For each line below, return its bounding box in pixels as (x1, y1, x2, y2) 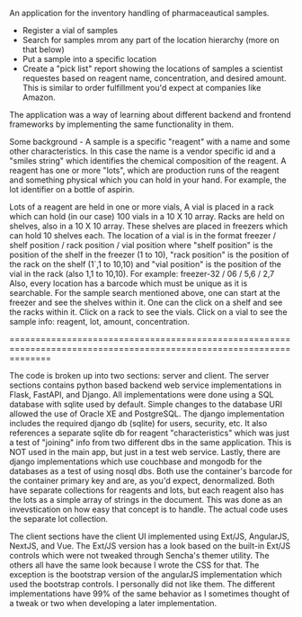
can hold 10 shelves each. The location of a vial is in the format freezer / (9, 230, 277, 241)
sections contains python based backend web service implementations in (9, 380, 281, 390)
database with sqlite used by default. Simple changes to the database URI (9, 399, 283, 409)
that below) (22, 44, 65, 55)
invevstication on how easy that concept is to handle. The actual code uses (9, 504, 289, 514)
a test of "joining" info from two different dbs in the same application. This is (9, 437, 292, 448)
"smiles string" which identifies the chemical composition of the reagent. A (9, 156, 287, 165)
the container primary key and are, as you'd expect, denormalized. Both (9, 476, 275, 486)
